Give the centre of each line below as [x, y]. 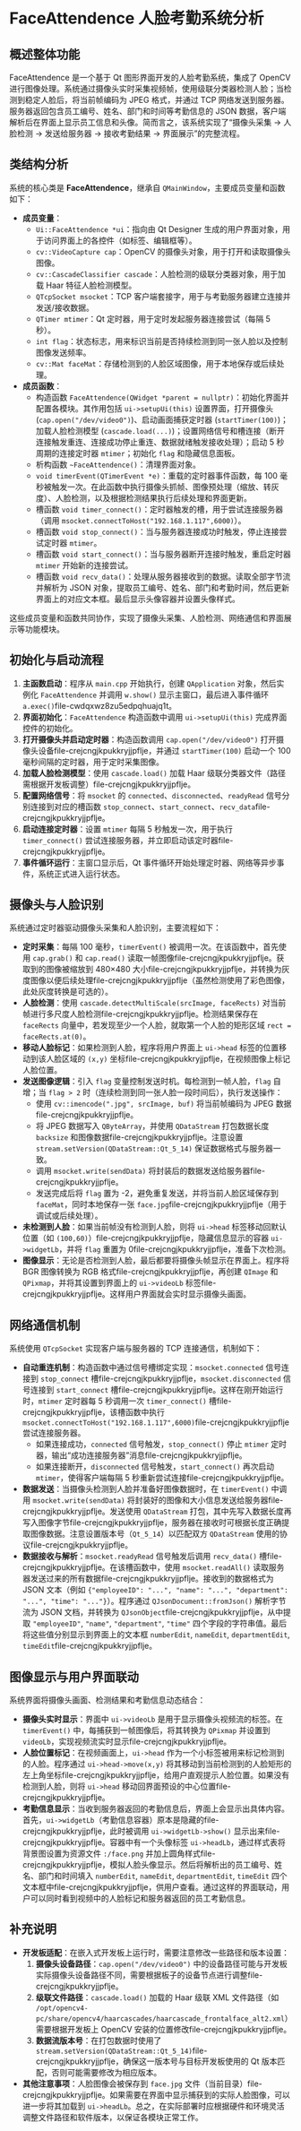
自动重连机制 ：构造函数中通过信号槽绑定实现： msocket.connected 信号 [152, 1367]
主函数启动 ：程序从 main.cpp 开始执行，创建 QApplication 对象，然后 [149, 683]
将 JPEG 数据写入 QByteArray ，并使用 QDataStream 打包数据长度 [152, 1126]
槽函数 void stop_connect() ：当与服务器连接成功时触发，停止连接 [157, 531]
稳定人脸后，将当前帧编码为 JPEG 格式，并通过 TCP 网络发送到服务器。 [157, 100]
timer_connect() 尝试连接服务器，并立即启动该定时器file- [128, 840]
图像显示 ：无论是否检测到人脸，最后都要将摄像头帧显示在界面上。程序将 [155, 1261]
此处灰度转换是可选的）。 [68, 992]
